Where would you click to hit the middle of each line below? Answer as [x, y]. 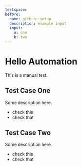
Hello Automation [41, 62]
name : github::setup [30, 19]
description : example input [38, 23]
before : [13, 14]
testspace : [16, 10]
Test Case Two [28, 133]
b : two [20, 37]
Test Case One [28, 91]
